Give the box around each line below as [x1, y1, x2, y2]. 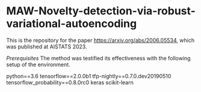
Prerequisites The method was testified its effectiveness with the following [6, 54, 191, 62]
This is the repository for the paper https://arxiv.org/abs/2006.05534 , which [6, 36, 194, 44]
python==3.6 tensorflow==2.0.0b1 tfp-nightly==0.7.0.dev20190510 [6, 72, 172, 79]
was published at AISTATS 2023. [6, 43, 87, 50]
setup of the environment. [6, 61, 70, 68]
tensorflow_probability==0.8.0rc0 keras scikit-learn [6, 79, 134, 86]
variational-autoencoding [6, 17, 137, 30]
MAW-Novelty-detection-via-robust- [6, 4, 196, 18]
